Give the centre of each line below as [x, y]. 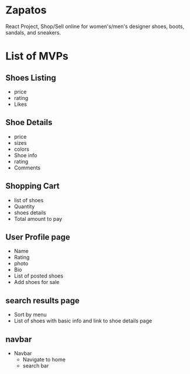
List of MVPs [37, 56]
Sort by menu [30, 315]
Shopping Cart [32, 186]
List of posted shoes [39, 276]
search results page [43, 301]
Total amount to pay [38, 219]
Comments [27, 168]
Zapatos [26, 10]
